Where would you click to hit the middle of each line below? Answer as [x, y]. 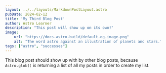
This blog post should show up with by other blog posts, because [72, 60]
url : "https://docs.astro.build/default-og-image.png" [72, 37]
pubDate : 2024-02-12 [26, 14]
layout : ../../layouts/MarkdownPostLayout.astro [56, 10]
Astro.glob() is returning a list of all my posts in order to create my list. [77, 65]
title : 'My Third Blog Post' [35, 19]
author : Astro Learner [28, 23]
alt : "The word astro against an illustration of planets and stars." [88, 42]
